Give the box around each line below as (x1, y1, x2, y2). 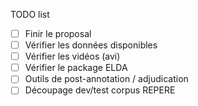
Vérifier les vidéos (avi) (24, 50, 121, 63)
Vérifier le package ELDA (24, 62, 128, 74)
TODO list (10, 9, 50, 20)
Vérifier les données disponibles (24, 39, 158, 51)
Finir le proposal (24, 28, 92, 39)
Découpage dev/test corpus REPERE (24, 84, 176, 96)
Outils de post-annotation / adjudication (24, 73, 189, 85)
